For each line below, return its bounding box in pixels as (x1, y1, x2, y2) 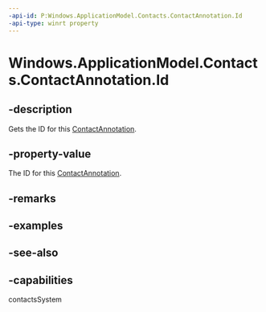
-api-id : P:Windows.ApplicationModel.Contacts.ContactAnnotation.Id (8, 11, 243, 20)
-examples (8, 219, 63, 233)
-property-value (8, 147, 92, 160)
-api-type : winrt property (8, 19, 99, 27)
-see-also (8, 246, 59, 260)
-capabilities (8, 274, 74, 287)
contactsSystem (8, 294, 63, 305)
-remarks (8, 192, 56, 205)
